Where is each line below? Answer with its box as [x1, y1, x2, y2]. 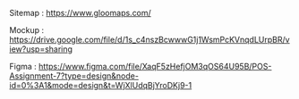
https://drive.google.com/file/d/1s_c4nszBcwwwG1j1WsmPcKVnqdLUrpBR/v [9, 35, 290, 45]
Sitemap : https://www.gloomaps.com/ [9, 8, 152, 18]
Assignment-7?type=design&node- [9, 70, 139, 81]
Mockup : [9, 25, 45, 35]
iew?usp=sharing [9, 44, 73, 54]
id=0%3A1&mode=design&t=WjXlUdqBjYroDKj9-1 [9, 80, 192, 90]
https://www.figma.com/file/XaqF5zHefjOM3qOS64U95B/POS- [38, 62, 272, 71]
